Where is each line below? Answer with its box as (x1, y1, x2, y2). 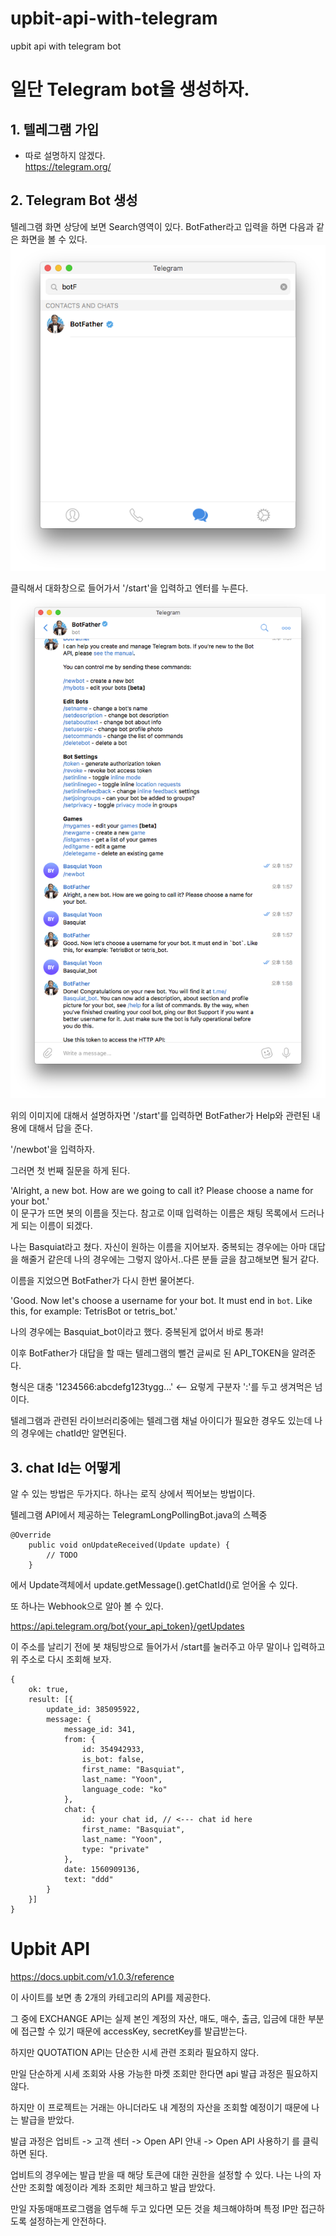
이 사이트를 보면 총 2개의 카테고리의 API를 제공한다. (10, 1992, 212, 2004)
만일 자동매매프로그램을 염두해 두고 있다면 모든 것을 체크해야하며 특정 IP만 (10, 2203, 299, 2215)
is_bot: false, (81, 1755, 145, 1765)
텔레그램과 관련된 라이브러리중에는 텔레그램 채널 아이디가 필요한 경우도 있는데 (10, 1415, 313, 1427)
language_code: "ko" (81, 1785, 168, 1795)
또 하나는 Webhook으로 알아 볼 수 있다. (10, 1600, 164, 1612)
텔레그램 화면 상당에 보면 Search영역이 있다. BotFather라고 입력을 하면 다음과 (10, 220, 315, 232)
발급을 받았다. (20, 2114, 75, 2126)
